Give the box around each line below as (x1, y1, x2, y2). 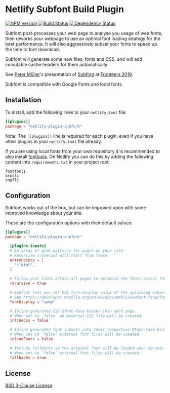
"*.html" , (14, 262, 35, 267)
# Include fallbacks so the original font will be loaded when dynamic (10, 345, 164, 350)
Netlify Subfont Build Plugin (5, 4, 124, 15)
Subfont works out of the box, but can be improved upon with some (5, 205, 147, 211)
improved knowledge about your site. (5, 210, 83, 216)
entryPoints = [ (10, 257, 44, 263)
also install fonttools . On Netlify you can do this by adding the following (5, 153, 154, 160)
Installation (5, 96, 41, 104)
